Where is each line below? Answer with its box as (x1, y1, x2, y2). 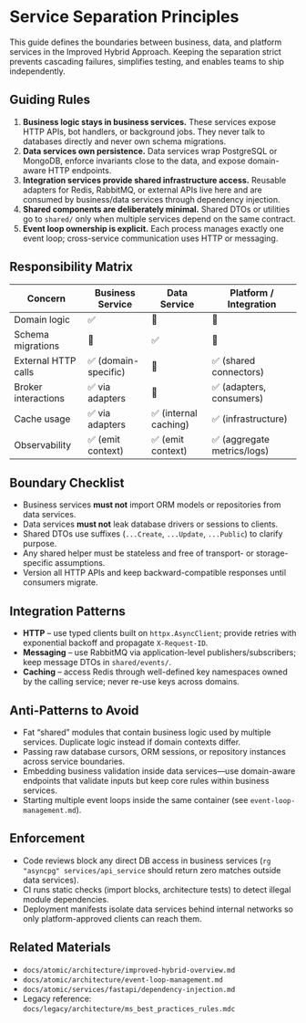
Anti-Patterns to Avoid (9, 703, 139, 718)
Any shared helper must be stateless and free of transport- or (22, 548, 255, 558)
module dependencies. (22, 893, 109, 904)
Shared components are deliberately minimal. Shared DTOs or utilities (22, 204, 291, 214)
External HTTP (14, 354, 76, 367)
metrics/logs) (211, 444, 270, 457)
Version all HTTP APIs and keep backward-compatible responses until (22, 568, 287, 579)
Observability (14, 438, 71, 451)
